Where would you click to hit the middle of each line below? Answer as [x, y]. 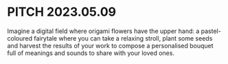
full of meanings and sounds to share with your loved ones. [91, 53]
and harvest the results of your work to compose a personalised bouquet [111, 45]
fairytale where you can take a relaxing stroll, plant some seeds [123, 38]
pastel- [211, 31]
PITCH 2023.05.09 [62, 12]
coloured [20, 38]
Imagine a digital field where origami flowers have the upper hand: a [103, 31]
